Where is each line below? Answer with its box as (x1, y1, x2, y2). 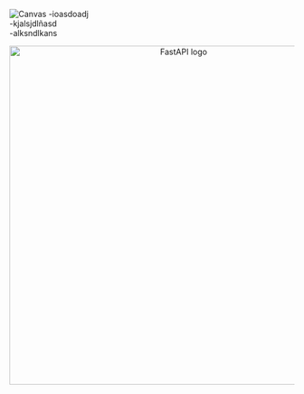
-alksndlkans (9, 28, 58, 38)
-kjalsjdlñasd (9, 18, 57, 29)
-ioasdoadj (48, 9, 89, 19)
